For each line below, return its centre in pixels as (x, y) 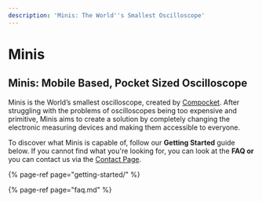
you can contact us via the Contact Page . (75, 159)
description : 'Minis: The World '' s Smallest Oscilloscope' (107, 15)
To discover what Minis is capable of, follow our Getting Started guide (122, 142)
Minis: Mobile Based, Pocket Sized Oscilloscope (128, 83)
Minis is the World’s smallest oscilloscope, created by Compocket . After (124, 102)
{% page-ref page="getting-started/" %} (75, 174)
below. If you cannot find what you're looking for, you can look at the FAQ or (131, 151)
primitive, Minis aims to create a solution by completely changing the (119, 119)
